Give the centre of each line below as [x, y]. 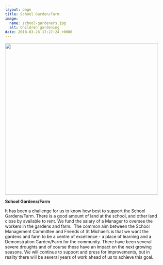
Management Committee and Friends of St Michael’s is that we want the [77, 231]
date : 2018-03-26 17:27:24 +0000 [39, 32]
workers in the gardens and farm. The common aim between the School [77, 226]
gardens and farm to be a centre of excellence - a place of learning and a [78, 236]
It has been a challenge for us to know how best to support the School [75, 211]
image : [12, 18]
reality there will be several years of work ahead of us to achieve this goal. [79, 257]
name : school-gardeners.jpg [38, 23]
